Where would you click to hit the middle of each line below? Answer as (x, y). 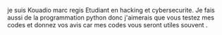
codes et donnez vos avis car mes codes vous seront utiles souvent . (107, 25)
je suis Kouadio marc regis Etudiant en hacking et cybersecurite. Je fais (111, 10)
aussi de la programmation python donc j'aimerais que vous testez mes (111, 17)
